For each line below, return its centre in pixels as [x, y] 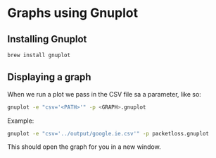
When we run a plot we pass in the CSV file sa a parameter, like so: [104, 94]
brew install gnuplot [39, 55]
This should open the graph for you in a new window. [84, 147]
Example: [21, 121]
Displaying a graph [49, 77]
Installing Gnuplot [47, 39]
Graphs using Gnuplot [73, 13]
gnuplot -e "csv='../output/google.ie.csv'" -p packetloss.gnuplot [108, 133]
